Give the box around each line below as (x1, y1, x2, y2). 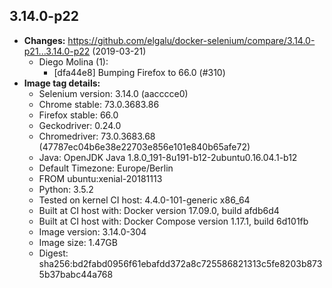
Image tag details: (23, 77, 101, 89)
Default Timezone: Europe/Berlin (38, 162, 174, 174)
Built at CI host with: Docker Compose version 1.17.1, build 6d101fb (38, 215, 309, 227)
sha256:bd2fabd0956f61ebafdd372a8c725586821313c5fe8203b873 (38, 257, 323, 269)
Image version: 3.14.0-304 (38, 225, 147, 238)
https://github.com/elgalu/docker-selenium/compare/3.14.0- (67, 34, 316, 46)
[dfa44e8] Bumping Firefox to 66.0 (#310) (53, 66, 226, 78)
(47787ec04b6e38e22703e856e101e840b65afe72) (38, 140, 251, 153)
